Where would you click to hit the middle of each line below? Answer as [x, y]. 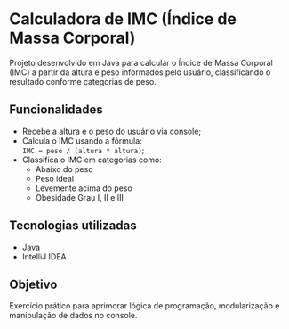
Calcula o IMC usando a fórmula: [82, 140]
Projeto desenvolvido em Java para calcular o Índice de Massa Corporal [141, 62]
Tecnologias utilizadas [73, 226]
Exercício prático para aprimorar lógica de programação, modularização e [144, 306]
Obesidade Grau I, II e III [80, 197]
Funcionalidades [56, 110]
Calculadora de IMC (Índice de [123, 19]
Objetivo [33, 284]
